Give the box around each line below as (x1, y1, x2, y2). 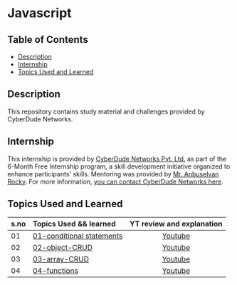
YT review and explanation (129, 219, 223, 229)
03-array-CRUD (33, 254, 89, 264)
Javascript (7, 5, 73, 21)
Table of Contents (7, 34, 89, 46)
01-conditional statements (33, 231, 123, 241)
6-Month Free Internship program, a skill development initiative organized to (7, 162, 231, 171)
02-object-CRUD (33, 243, 93, 253)
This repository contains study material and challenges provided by (7, 107, 205, 116)
